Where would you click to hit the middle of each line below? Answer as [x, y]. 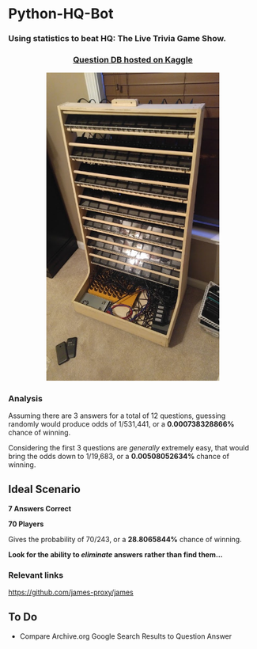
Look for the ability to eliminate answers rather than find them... [115, 554]
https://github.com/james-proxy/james [71, 592]
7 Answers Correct [40, 508]
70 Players [26, 524]
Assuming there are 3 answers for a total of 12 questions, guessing [117, 416]
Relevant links [36, 575]
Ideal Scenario [44, 490]
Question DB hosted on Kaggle [133, 60]
